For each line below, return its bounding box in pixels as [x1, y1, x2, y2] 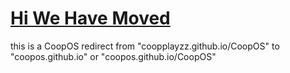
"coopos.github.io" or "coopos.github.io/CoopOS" [10, 50, 217, 62]
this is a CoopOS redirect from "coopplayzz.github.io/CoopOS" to [10, 40, 280, 52]
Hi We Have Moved [10, 7, 171, 30]
